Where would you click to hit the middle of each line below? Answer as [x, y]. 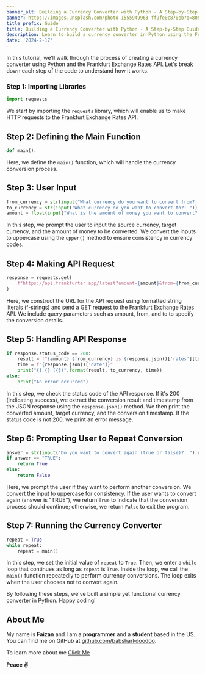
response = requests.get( [39, 278]
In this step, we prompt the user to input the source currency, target [92, 225]
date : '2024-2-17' [30, 40]
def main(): [21, 150]
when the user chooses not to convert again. [63, 582]
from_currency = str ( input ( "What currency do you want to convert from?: [102, 202]
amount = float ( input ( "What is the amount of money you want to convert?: [103, 213]
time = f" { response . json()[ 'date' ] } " [65, 365]
